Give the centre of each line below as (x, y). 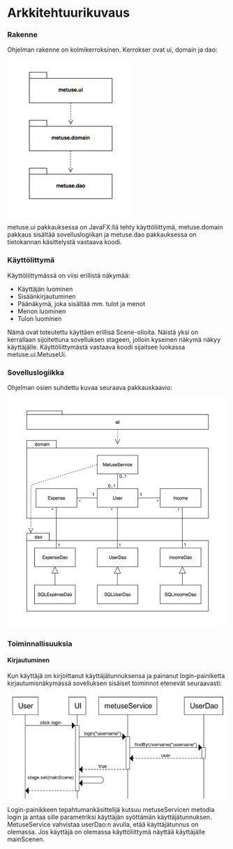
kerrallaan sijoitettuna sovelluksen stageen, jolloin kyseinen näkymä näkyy (114, 339)
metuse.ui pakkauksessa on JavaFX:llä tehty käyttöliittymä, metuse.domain (115, 227)
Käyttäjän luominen (45, 289)
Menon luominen (42, 311)
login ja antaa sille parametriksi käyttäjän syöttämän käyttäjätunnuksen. (110, 817)
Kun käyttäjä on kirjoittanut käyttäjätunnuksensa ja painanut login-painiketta (116, 675)
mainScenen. (26, 839)
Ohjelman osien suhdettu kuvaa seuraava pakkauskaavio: (90, 388)
